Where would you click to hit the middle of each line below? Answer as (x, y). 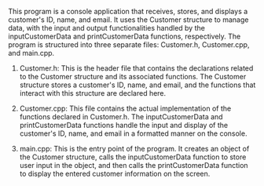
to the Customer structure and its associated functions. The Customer (133, 77)
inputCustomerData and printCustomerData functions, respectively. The (125, 36)
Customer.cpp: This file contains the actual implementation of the (125, 108)
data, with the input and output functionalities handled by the (107, 28)
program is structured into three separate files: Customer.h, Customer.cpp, (129, 45)
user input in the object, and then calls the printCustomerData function (134, 165)
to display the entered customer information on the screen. (115, 173)
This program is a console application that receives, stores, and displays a (128, 11)
